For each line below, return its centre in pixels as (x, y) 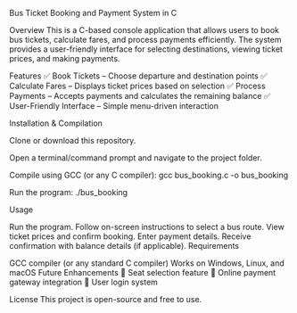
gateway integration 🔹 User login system (84, 282)
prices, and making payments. (65, 58)
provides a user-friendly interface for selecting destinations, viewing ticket (146, 49)
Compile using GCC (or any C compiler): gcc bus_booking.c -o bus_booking (149, 175)
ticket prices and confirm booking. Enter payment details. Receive (130, 236)
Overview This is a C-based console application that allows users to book (144, 30)
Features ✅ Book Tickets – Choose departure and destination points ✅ (138, 76)
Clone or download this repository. (73, 140)
